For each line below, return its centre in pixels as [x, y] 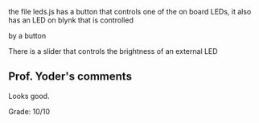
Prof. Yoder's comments [70, 77]
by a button [27, 36]
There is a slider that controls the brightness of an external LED [113, 51]
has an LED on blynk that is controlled [71, 20]
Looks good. [29, 96]
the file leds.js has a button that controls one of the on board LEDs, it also [130, 12]
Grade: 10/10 [29, 111]
